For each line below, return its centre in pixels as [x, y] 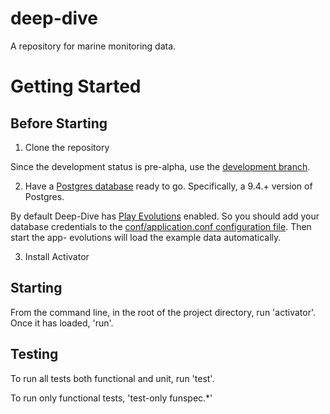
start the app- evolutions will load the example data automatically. [146, 237]
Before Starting [59, 123]
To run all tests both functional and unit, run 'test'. [112, 378]
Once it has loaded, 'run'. [62, 323]
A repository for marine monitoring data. [93, 46]
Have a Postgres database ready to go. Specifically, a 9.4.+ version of [168, 186]
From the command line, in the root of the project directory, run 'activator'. [163, 312]
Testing [34, 354]
